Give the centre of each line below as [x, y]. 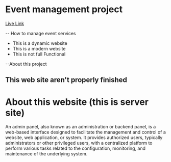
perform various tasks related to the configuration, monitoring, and [76, 148]
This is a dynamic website [40, 43]
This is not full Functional [39, 54]
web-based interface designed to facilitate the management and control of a [86, 132]
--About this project [26, 64]
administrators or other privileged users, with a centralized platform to [79, 143]
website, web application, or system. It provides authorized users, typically [84, 138]
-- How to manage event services [41, 33]
